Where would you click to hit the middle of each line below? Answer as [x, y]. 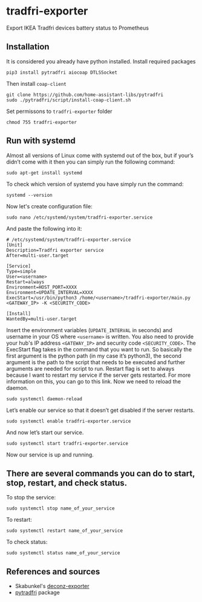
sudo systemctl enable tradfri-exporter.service [69, 421]
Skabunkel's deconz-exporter [52, 586]
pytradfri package [37, 592]
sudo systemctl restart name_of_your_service [64, 531]
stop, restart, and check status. [67, 483]
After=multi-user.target [37, 255]
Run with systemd [41, 141]
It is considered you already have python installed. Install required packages [101, 61]
